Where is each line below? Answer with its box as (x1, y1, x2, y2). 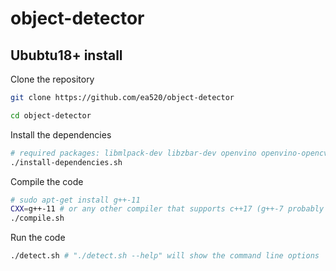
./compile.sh (10, 213, 65, 224)
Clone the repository (10, 73, 95, 85)
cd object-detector (10, 110, 92, 121)
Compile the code (10, 175, 84, 187)
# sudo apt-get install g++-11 (10, 195, 141, 205)
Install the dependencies (10, 128, 112, 141)
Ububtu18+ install (10, 47, 123, 64)
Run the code (10, 232, 66, 244)
